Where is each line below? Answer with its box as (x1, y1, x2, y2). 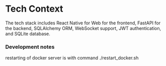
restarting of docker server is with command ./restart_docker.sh (5, 55, 139, 61)
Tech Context (5, 3, 63, 15)
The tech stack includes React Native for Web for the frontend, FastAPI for (5, 20, 161, 26)
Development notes (5, 43, 55, 50)
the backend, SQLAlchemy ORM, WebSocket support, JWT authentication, (5, 25, 161, 31)
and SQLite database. (5, 30, 51, 37)
